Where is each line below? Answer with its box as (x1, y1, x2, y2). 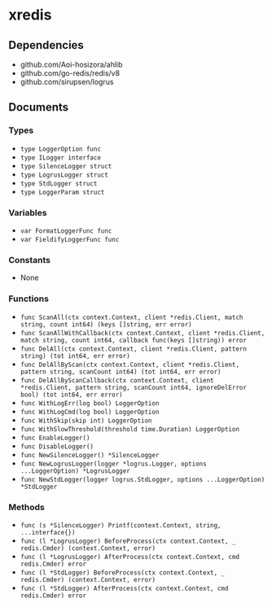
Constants (8, 254, 51, 265)
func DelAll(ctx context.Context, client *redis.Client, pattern (20, 344, 247, 353)
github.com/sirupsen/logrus (20, 77, 114, 86)
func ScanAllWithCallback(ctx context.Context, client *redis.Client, (20, 329, 265, 337)
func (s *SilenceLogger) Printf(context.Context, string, (20, 521, 222, 530)
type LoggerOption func (20, 145, 102, 153)
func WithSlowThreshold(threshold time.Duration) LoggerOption (20, 425, 240, 433)
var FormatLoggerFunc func (20, 226, 112, 235)
